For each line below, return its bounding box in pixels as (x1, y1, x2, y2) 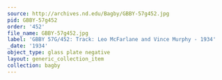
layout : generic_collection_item (7, 56, 104, 63)
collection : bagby (7, 62, 61, 69)
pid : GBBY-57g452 (7, 17, 58, 24)
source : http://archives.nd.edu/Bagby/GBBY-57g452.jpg (7, 10, 170, 17)
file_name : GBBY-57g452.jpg (7, 29, 89, 37)
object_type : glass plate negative (7, 49, 111, 56)
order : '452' (7, 23, 45, 30)
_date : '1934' (7, 42, 49, 49)
